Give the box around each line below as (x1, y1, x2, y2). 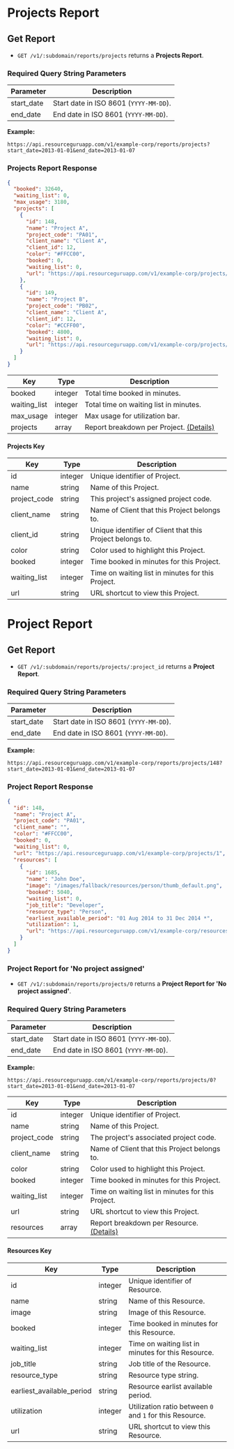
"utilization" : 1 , (25, 921, 79, 928)
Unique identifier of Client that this (90, 526, 203, 535)
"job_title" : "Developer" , (25, 902, 104, 909)
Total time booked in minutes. (84, 388, 181, 398)
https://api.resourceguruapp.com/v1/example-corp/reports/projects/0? (7, 1077, 217, 1084)
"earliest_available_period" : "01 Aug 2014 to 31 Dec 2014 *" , (25, 914, 214, 922)
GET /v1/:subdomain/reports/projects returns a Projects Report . (17, 51, 204, 59)
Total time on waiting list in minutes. (84, 399, 202, 409)
